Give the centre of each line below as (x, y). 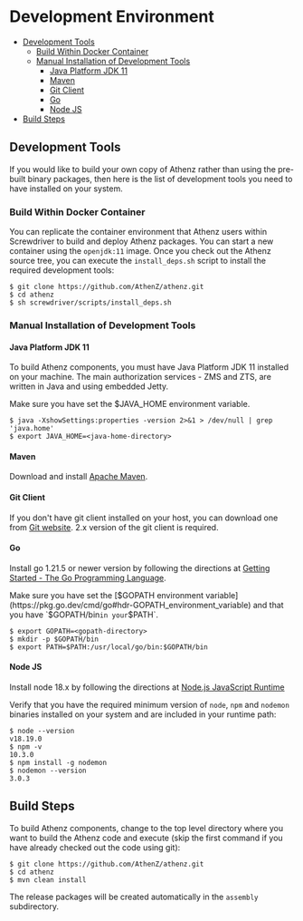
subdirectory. (34, 906)
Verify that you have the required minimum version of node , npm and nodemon (149, 704)
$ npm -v (26, 746)
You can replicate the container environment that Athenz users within (138, 232)
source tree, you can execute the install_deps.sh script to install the (138, 261)
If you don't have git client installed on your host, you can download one (144, 518)
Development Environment (112, 17)
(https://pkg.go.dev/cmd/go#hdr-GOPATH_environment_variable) (130, 605)
